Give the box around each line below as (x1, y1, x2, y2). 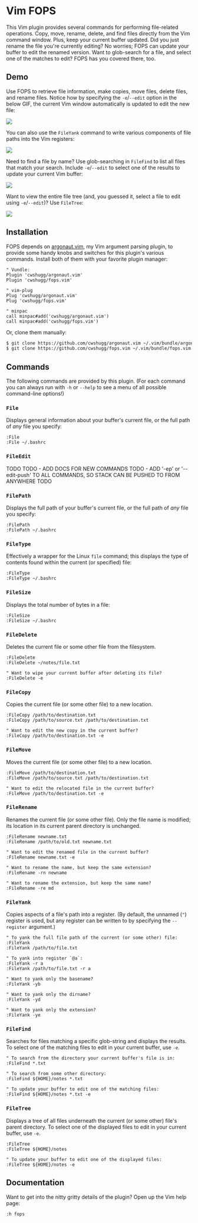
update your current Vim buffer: (6, 170, 84, 177)
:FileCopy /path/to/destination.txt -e (6, 733, 104, 739)
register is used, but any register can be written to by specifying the (6, 917, 171, 924)
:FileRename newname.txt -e (6, 854, 75, 860)
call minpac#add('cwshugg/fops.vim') (6, 318, 99, 324)
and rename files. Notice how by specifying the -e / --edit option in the (6, 94, 177, 101)
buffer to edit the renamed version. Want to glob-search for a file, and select (6, 48, 192, 55)
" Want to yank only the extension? (6, 1007, 96, 1013)
